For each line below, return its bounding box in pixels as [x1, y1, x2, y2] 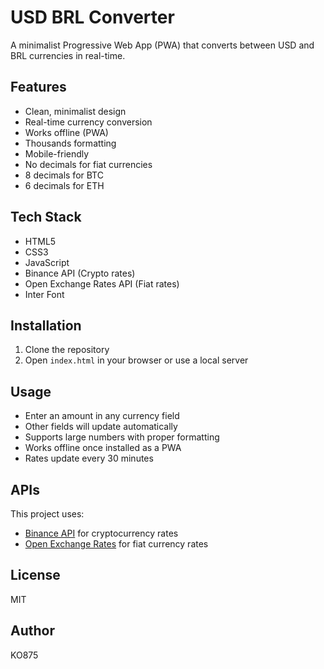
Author [10, 622, 55, 640]
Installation [10, 317, 82, 334]
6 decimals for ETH [24, 179, 105, 191]
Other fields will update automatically [24, 421, 178, 433]
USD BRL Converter [10, 6, 175, 29]
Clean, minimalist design [24, 105, 127, 117]
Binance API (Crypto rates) [24, 267, 136, 279]
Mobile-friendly [24, 147, 90, 160]
